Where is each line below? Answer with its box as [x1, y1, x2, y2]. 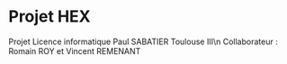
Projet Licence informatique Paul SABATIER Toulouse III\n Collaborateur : [8, 36, 278, 47]
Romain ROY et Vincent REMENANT [8, 45, 141, 56]
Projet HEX [8, 6, 91, 27]
